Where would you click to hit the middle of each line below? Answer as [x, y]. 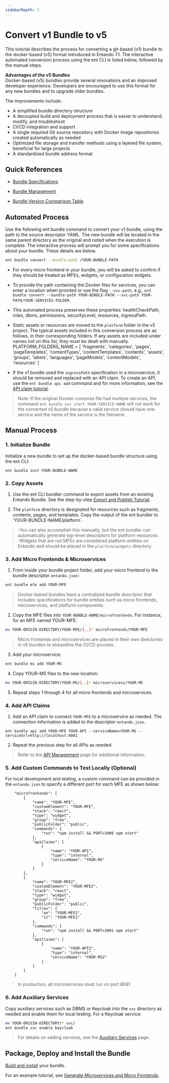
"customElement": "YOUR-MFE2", [65, 886]
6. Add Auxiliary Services [37, 998]
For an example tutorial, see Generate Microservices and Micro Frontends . [82, 1075]
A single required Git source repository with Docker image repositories [86, 132]
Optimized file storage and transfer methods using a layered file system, [88, 143]
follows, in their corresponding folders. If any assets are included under [87, 336]
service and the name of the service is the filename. [72, 415]
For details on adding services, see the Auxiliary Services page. [84, 1037]
